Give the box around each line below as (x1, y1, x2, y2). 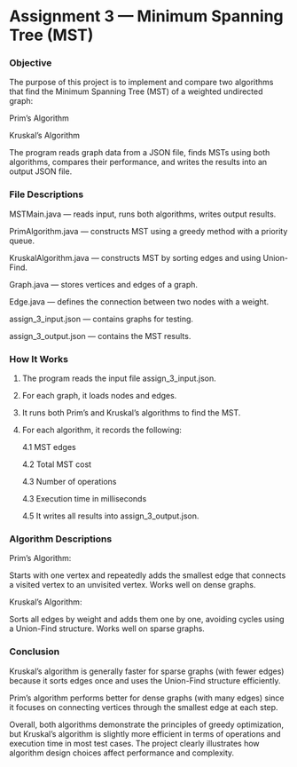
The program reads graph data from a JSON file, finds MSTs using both (9, 147, 270, 158)
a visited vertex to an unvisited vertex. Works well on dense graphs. (9, 580, 256, 590)
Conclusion (9, 645, 60, 658)
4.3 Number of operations (21, 477, 117, 487)
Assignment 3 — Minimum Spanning (9, 6, 284, 27)
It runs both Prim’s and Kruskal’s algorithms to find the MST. (21, 407, 241, 418)
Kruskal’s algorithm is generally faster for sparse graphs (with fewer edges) (9, 666, 285, 676)
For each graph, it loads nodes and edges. (21, 391, 177, 401)
